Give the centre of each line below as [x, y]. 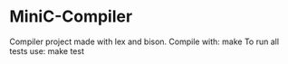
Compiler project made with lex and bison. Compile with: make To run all [144, 41]
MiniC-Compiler [71, 17]
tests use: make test [47, 50]
